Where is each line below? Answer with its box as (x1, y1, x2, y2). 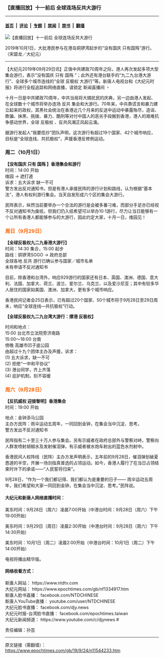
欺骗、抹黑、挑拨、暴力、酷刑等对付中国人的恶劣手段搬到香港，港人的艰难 (5, 113, 155, 119)
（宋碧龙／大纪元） (5, 51, 44, 57)
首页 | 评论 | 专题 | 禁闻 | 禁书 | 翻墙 (5, 22, 85, 28)
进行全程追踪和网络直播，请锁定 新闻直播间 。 (18, 84, 110, 90)
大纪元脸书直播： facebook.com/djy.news (5, 604, 89, 610)
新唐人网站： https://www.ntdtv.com (5, 580, 79, 586)
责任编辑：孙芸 (5, 627, 35, 633)
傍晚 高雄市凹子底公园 (5, 342, 49, 348)
